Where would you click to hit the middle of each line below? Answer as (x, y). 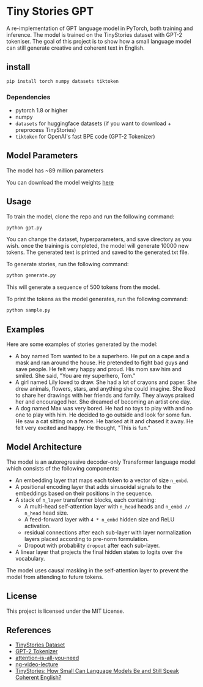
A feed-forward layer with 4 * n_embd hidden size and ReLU (99, 519)
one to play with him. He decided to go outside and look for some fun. (103, 415)
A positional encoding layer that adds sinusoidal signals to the (93, 486)
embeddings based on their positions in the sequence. (84, 493)
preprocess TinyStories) (46, 129)
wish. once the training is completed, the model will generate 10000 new (98, 246)
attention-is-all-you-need (47, 658)
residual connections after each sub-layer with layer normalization (108, 532)
